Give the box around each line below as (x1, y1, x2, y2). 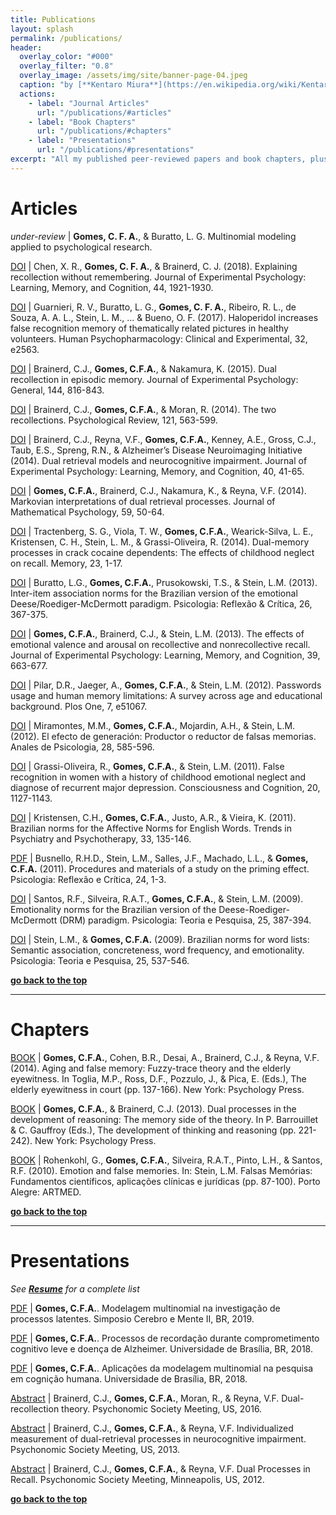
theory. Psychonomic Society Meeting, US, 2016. (61, 1402, 263, 1415)
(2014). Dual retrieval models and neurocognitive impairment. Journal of (10, 454, 308, 466)
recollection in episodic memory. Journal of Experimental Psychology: (10, 373, 299, 385)
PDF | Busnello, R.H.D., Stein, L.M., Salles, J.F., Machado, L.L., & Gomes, (10, 852, 309, 864)
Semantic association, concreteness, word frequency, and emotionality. (10, 944, 305, 956)
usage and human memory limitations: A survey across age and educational (10, 689, 323, 701)
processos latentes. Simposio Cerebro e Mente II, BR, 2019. (10, 1312, 255, 1325)
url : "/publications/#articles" (36, 107, 172, 118)
